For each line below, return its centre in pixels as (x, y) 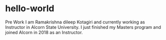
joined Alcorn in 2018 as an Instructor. (44, 32)
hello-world (30, 9)
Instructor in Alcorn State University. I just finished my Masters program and (83, 27)
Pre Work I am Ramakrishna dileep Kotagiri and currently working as (75, 22)
